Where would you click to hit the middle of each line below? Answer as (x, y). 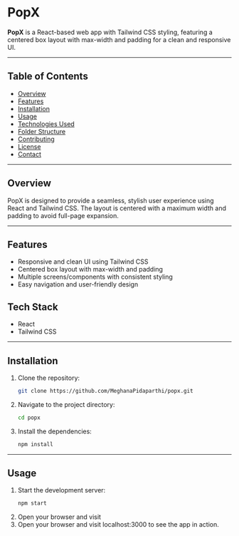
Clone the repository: (49, 378)
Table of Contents (48, 77)
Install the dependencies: (55, 431)
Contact (29, 154)
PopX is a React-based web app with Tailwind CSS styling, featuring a (110, 32)
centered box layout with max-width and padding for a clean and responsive (119, 39)
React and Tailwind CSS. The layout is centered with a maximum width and (117, 208)
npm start (32, 503)
